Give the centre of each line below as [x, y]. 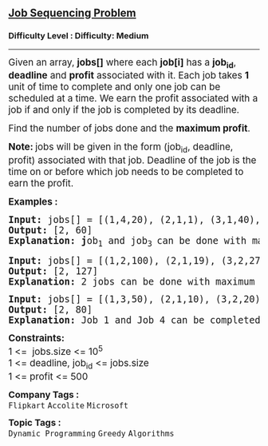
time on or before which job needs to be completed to [126, 172]
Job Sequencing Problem [73, 13]
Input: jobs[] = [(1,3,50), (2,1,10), [109, 299]
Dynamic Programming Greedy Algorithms [91, 434]
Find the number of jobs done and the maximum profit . [130, 129]
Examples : [33, 202]
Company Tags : [44, 394]
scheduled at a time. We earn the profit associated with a [133, 98]
